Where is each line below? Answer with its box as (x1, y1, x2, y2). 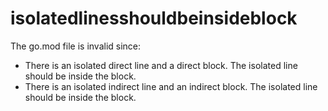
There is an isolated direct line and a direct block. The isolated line (24, 59, 298, 71)
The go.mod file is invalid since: (10, 40, 142, 52)
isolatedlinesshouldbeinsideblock (10, 7, 298, 30)
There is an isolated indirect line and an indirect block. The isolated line (24, 80, 318, 92)
